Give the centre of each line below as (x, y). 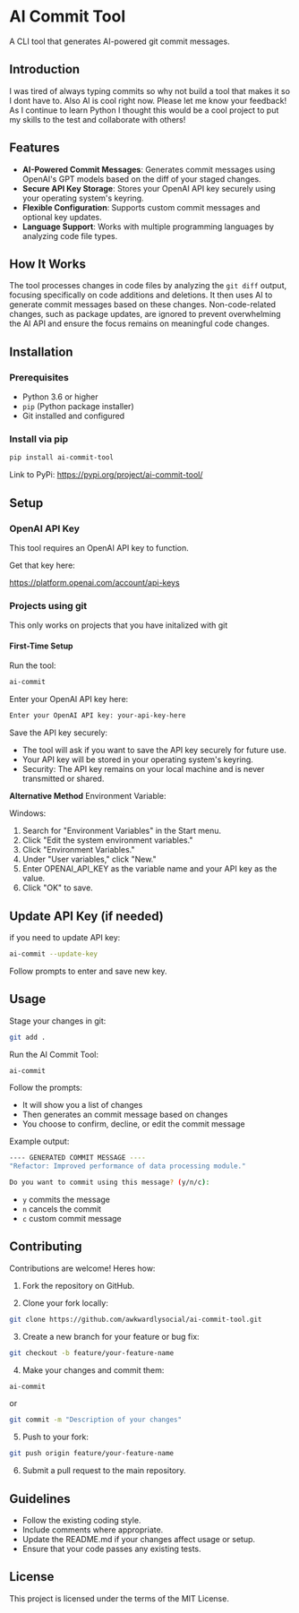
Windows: (28, 813)
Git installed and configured (73, 416)
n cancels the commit (61, 1209)
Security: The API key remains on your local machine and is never (143, 769)
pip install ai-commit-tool (62, 458)
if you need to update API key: (65, 937)
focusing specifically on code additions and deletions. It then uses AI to (141, 295)
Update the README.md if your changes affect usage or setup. (139, 1540)
